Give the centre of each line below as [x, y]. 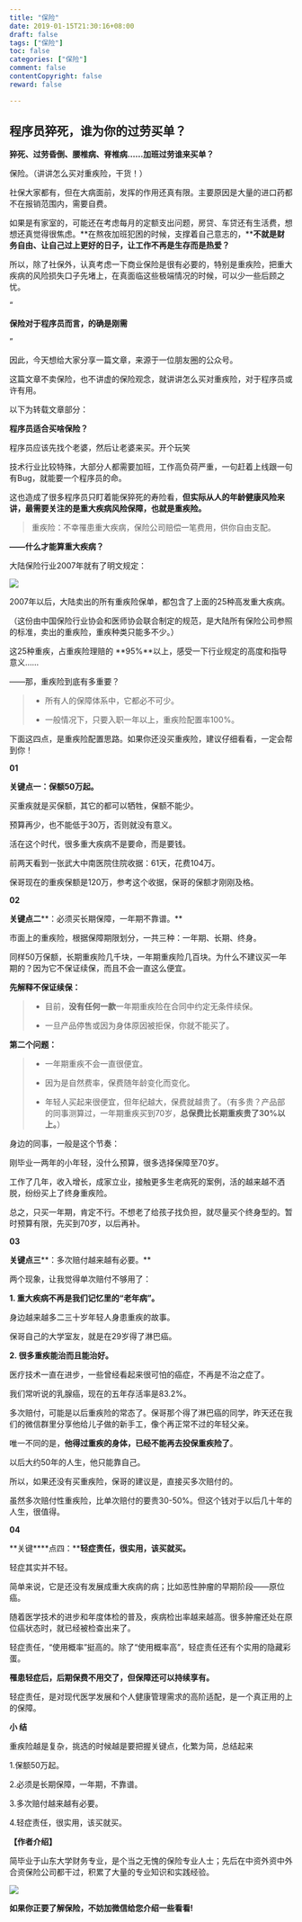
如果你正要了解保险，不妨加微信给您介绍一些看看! [101, 1909]
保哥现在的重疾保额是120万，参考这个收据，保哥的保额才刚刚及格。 [134, 882]
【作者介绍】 [33, 1842]
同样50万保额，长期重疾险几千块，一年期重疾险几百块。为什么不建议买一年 [148, 957]
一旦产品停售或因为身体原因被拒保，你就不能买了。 [139, 1025]
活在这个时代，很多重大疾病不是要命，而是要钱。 [100, 844]
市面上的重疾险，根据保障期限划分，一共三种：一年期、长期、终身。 [135, 938]
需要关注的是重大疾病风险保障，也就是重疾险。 [120, 508]
